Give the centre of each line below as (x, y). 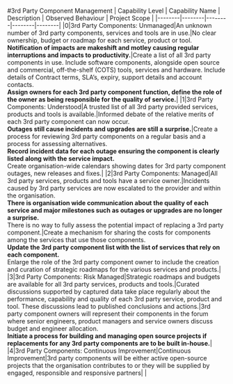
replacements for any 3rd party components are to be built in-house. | (110, 343)
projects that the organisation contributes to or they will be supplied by (109, 366)
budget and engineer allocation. (53, 328)
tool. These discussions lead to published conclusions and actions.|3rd (109, 306)
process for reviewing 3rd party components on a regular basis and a (107, 136)
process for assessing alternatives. (57, 144)
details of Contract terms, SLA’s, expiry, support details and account (105, 77)
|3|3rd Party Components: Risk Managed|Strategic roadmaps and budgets (114, 277)
